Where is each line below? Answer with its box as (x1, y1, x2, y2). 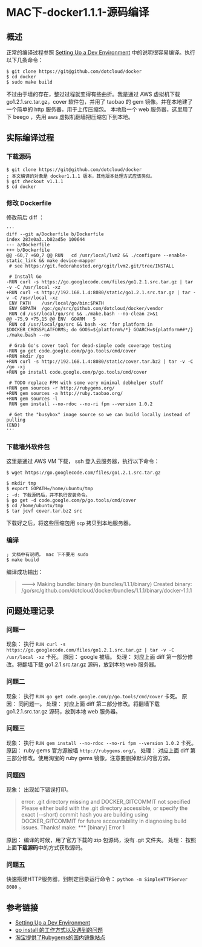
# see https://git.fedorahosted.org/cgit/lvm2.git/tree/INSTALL (8, 263, 174, 269)
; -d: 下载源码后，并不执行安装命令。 (6, 492, 91, 498)
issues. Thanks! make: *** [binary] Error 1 (21, 824, 125, 831)
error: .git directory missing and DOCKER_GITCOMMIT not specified (21, 798, 191, 806)
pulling (6, 417, 26, 423)
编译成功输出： (6, 568, 44, 575)
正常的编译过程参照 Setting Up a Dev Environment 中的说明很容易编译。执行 (6, 49, 195, 56)
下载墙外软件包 (6, 442, 50, 451)
